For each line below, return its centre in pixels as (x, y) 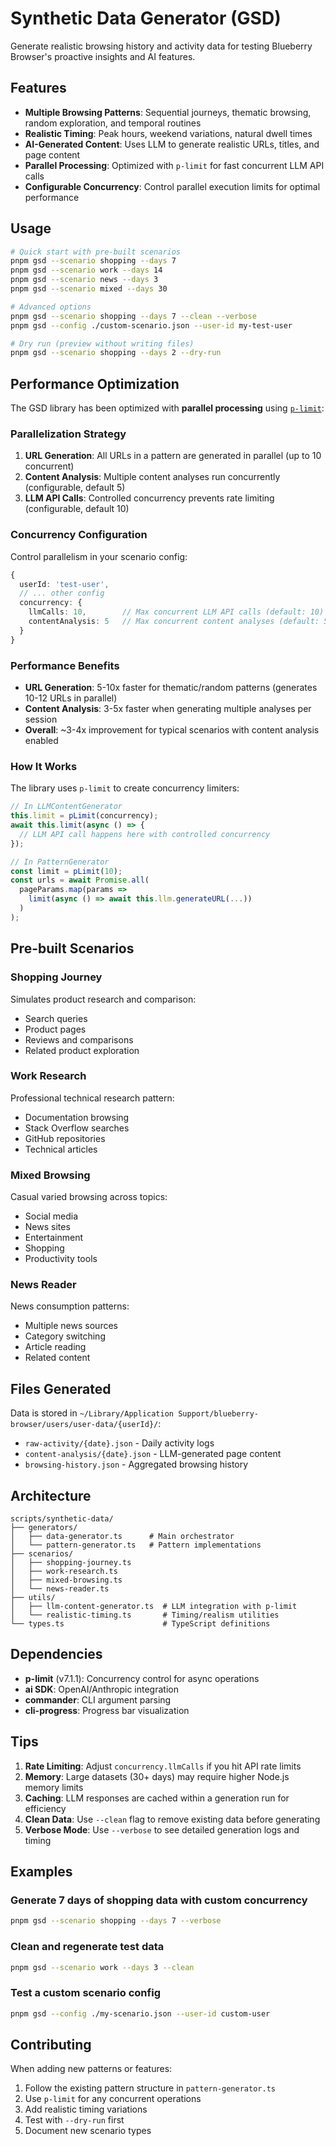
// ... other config (62, 593)
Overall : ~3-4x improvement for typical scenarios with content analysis (172, 730)
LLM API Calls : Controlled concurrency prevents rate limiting (149, 498)
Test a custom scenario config (85, 1993)
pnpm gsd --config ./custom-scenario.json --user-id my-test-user (151, 325)
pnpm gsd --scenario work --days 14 (86, 270)
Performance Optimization (95, 383)
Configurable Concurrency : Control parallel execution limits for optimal (172, 186)
